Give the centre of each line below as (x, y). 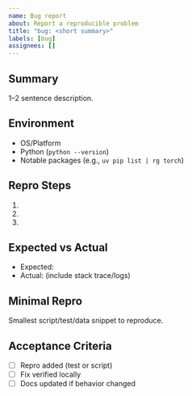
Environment (42, 123)
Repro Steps (40, 185)
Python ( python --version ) (65, 151)
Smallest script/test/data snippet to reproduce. (86, 321)
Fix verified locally (50, 375)
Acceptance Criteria (60, 345)
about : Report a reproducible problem (73, 23)
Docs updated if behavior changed (77, 384)
